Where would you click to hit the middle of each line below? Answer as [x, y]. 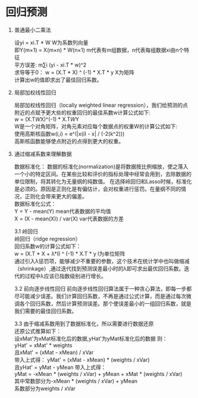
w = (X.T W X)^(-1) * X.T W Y [47, 119]
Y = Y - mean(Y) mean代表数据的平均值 [62, 211]
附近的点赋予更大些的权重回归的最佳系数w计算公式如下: [82, 112]
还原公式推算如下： [38, 331]
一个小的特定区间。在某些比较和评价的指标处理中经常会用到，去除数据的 [103, 174]
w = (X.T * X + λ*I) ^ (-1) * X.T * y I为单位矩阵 [70, 253]
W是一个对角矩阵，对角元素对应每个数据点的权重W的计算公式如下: [96, 126]
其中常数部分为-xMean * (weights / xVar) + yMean [76, 381]
